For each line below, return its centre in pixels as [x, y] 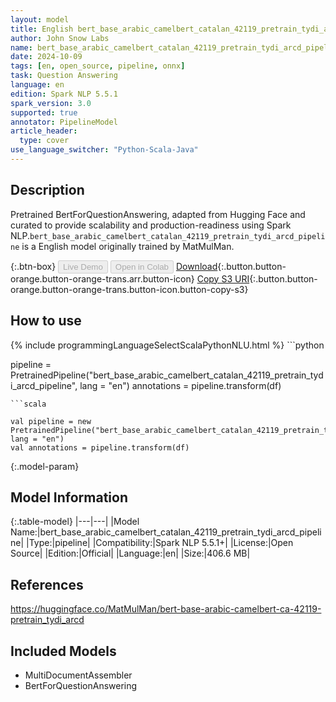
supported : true [44, 112]
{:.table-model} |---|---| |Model [75, 522]
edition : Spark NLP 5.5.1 [64, 94]
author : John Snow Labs [60, 38]
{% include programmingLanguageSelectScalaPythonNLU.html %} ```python [167, 345]
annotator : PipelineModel [64, 122]
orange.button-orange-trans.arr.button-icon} [102, 278]
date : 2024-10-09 [46, 57]
